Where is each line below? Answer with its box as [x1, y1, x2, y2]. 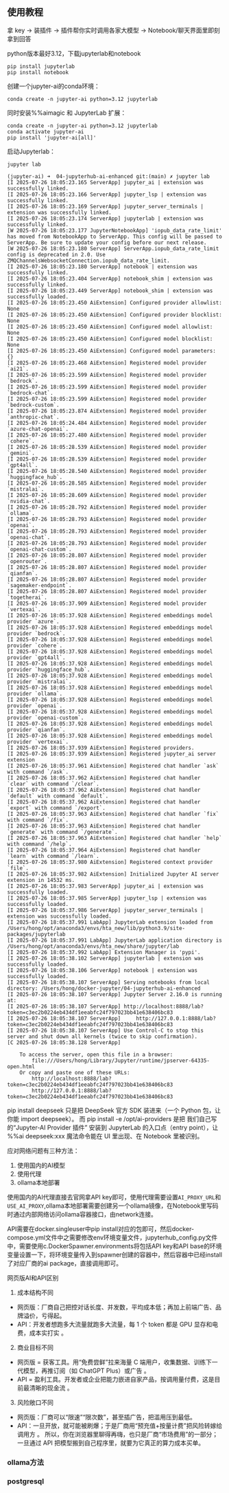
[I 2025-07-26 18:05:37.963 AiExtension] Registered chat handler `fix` [7, 810, 219, 817]
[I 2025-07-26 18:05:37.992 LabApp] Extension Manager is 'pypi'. [7, 949, 201, 955]
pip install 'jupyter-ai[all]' [7, 134, 97, 141]
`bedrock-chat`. [7, 389, 53, 397]
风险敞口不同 [16, 1398, 53, 1406]
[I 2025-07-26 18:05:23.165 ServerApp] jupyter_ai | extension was [7, 179, 204, 186]
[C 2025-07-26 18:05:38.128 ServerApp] [7, 1039, 121, 1046]
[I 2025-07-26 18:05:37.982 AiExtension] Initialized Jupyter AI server [7, 870, 219, 878]
